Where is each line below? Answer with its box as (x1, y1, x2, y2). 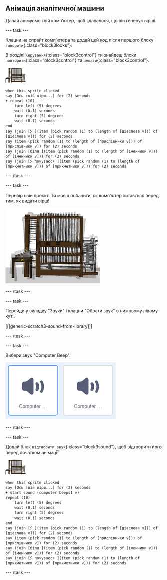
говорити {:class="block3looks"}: (5, 42, 73, 48)
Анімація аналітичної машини (5, 4, 104, 13)
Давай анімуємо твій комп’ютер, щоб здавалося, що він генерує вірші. (5, 17, 157, 23)
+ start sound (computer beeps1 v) (5, 490, 80, 495)
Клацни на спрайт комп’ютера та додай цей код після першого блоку (5, 37, 154, 43)
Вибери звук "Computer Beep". (5, 352, 71, 358)
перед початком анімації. (5, 449, 60, 455)
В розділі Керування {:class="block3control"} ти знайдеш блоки (5, 52, 137, 58)
